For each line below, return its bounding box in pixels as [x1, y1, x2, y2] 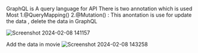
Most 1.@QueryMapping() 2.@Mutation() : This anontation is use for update [6, 11, 192, 18]
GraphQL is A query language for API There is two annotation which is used [6, 5, 193, 12]
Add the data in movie [6, 41, 60, 48]
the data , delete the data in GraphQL [6, 18, 98, 24]
